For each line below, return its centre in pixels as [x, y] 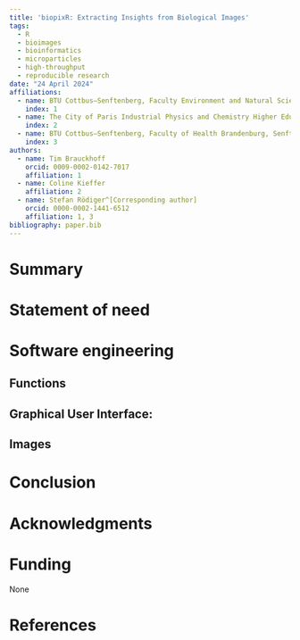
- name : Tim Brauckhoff [61, 158]
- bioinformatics [50, 51]
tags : [19, 26]
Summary [46, 269]
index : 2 [42, 126]
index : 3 [42, 142]
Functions [38, 383]
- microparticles [50, 59]
